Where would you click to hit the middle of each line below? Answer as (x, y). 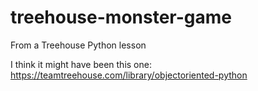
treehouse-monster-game (121, 17)
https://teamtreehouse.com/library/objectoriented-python (129, 75)
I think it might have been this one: (81, 64)
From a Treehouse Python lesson (78, 45)
